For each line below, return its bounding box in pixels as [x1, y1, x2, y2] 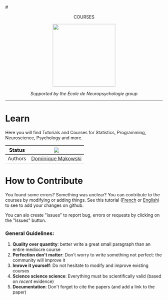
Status [9, 146, 25, 153]
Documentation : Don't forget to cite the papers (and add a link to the [12, 284, 155, 290]
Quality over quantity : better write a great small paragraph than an [12, 241, 151, 247]
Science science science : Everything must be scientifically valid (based [12, 273, 161, 279]
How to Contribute [5, 175, 83, 187]
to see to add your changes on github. [5, 202, 84, 208]
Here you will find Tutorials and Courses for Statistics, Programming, [5, 129, 146, 135]
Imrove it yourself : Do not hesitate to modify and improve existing [12, 262, 149, 268]
